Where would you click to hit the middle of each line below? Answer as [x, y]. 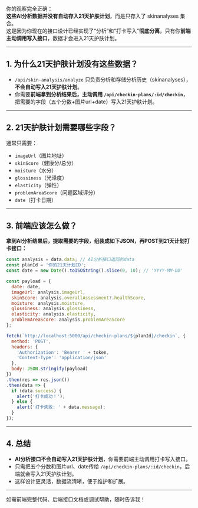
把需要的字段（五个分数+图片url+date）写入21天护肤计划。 [86, 102]
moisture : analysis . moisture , [48, 303]
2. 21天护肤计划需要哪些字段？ [61, 128]
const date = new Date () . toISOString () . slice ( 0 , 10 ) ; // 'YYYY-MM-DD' [95, 271]
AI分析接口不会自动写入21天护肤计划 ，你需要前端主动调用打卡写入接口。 [103, 459]
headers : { [25, 347]
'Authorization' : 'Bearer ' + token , [63, 352]
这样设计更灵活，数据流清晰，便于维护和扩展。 [71, 481]
